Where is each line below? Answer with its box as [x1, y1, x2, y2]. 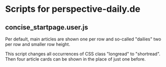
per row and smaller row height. [5, 41, 71, 47]
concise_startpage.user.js [5, 23, 88, 32]
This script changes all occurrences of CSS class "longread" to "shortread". [5, 51, 161, 57]
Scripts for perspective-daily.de [5, 3, 141, 15]
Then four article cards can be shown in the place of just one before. [5, 56, 146, 62]
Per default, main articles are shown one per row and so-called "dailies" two [5, 36, 162, 42]
